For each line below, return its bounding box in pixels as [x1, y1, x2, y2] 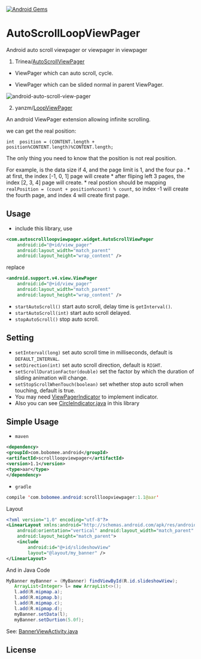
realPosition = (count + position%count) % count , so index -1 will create [6, 185, 189, 192]
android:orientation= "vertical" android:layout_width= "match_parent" [17, 528, 194, 534]
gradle [14, 484, 32, 490]
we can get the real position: [6, 127, 77, 134]
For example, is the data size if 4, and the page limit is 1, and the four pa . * [6, 166, 190, 173]
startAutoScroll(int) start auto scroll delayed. [14, 309, 132, 316]
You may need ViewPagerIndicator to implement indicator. [14, 393, 159, 400]
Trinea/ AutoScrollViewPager [14, 57, 85, 65]
